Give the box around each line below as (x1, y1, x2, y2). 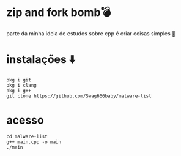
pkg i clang (6, 82, 37, 88)
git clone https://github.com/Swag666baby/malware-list (6, 93, 152, 99)
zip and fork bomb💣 (6, 6, 111, 20)
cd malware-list (6, 133, 48, 139)
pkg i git (6, 76, 32, 83)
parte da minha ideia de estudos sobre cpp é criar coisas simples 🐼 (6, 29, 176, 37)
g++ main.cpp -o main (6, 139, 62, 145)
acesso (6, 113, 44, 127)
